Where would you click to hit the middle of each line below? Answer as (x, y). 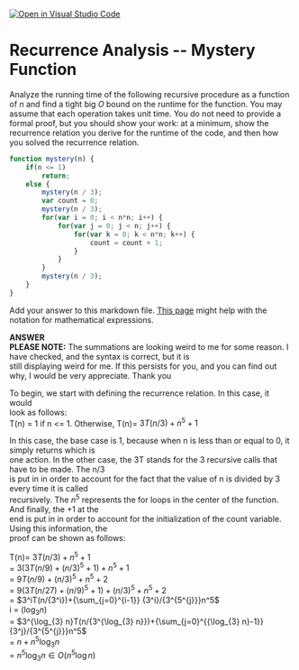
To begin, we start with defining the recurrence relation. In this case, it (140, 393)
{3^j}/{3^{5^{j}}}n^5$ (48, 630)
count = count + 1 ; (127, 243)
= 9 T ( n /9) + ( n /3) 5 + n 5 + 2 (59, 579)
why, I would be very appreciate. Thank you (91, 375)
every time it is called (49, 489)
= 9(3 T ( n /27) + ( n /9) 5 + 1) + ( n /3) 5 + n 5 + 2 (88, 589)
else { (38, 184)
